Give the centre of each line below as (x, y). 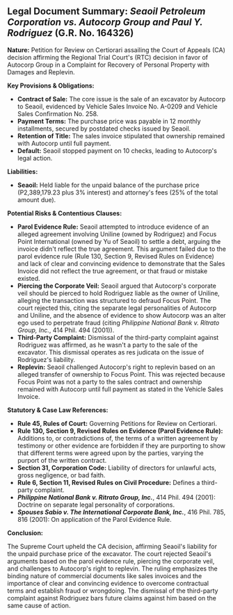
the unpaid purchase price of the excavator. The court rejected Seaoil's (110, 553)
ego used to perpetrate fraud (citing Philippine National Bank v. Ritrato (118, 322)
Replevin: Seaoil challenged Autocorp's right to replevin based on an (116, 367)
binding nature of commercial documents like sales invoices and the (105, 575)
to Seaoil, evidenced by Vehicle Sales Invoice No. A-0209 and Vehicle (117, 106)
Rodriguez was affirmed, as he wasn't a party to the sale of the (107, 345)
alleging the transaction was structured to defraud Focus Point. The (114, 300)
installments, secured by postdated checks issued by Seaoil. (104, 129)
